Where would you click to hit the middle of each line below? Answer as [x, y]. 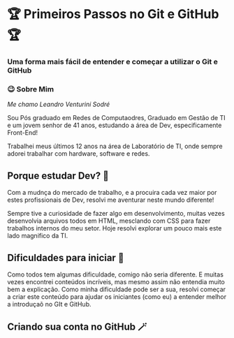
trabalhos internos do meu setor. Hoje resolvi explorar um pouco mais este [115, 228]
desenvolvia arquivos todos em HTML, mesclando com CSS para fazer [109, 221]
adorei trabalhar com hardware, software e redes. [79, 154]
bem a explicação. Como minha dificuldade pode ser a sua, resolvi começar [116, 289]
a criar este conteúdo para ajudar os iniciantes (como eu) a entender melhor [117, 297]
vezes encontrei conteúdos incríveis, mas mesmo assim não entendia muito [116, 282]
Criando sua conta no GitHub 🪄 [77, 327]
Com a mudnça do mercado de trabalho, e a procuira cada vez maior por [112, 193]
